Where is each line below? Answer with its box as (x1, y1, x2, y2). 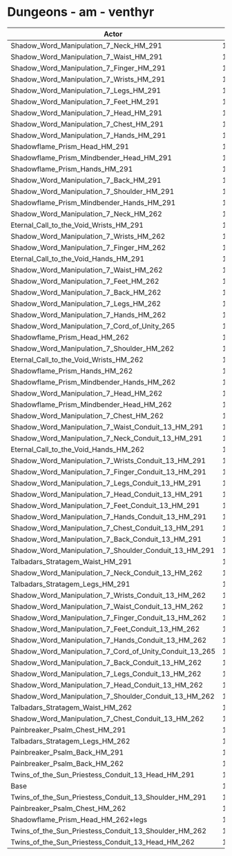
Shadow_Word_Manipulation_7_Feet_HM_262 (10, 276, 159, 286)
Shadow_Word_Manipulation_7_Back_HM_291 (10, 175, 162, 185)
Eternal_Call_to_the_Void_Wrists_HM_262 (10, 355, 144, 364)
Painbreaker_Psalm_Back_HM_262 (10, 759, 124, 768)
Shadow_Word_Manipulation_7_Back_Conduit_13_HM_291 (10, 534, 202, 544)
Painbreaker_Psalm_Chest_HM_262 (10, 804, 126, 813)
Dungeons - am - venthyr (7, 4, 155, 20)
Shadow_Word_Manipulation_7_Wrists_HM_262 (10, 231, 166, 241)
